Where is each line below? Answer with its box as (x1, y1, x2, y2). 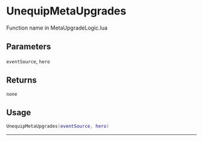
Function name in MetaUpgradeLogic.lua (6, 24, 108, 31)
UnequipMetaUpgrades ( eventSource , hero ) (6, 124, 110, 130)
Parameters (6, 42, 51, 52)
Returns (6, 75, 37, 86)
